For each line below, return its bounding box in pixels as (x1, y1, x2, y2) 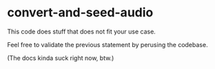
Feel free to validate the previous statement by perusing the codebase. (7, 40, 208, 49)
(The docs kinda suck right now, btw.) (7, 53, 114, 62)
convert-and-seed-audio (7, 5, 154, 20)
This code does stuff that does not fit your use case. (7, 27, 156, 36)
